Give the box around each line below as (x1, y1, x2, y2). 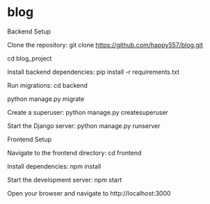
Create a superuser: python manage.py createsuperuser (7, 108, 169, 116)
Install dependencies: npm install (7, 162, 102, 171)
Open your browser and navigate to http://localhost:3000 (7, 189, 171, 197)
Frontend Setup (7, 135, 52, 143)
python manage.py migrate (7, 95, 85, 103)
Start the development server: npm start (7, 175, 122, 184)
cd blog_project (7, 54, 52, 63)
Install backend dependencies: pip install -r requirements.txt (7, 68, 179, 76)
